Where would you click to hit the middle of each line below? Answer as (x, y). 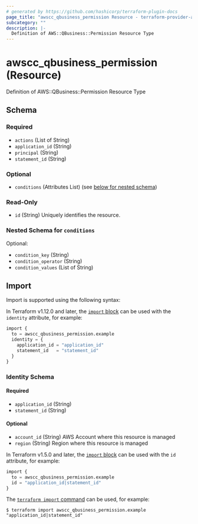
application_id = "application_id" (60, 345)
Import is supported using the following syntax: (63, 300)
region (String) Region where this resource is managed (81, 443)
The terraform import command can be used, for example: (78, 499)
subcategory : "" (26, 22)
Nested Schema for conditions (51, 230)
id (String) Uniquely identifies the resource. (67, 215)
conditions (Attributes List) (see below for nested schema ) (86, 187)
